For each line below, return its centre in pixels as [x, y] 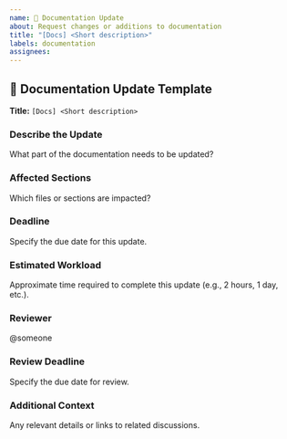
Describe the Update [56, 134]
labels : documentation [52, 43]
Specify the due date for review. [69, 382]
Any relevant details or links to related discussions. [105, 425]
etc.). [19, 295]
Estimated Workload [56, 265]
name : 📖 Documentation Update [67, 18]
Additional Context [52, 405]
